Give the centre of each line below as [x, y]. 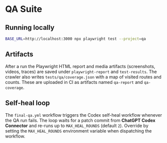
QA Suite [24, 9]
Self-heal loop [28, 103]
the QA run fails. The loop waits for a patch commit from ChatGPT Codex [80, 120]
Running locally [30, 28]
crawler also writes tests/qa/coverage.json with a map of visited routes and [83, 77]
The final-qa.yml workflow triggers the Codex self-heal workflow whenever [83, 115]
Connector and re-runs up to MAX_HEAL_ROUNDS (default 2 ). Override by [77, 126]
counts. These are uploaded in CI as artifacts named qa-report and [74, 82]
